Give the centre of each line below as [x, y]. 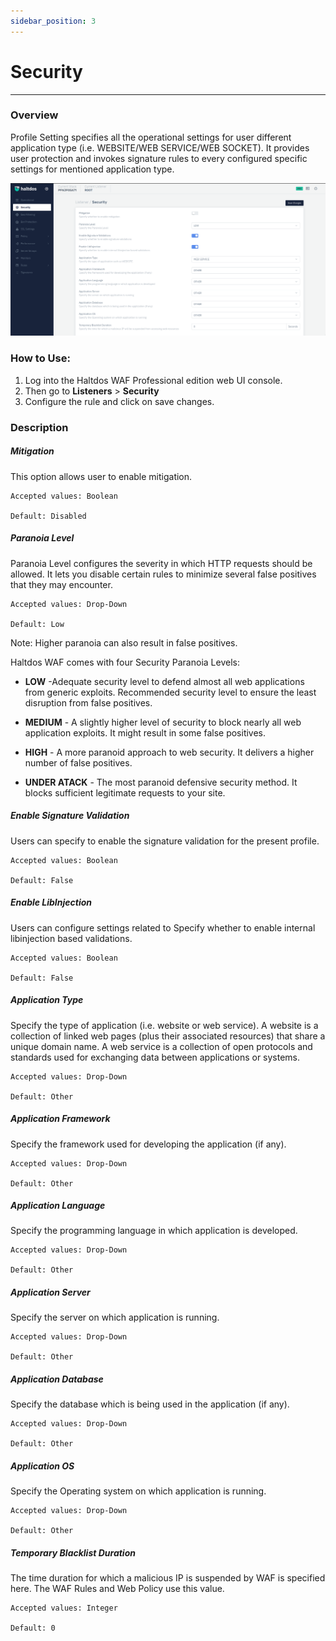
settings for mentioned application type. [92, 169]
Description [39, 427]
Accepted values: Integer [64, 1608]
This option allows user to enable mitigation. [101, 476]
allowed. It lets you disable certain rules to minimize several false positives [163, 574]
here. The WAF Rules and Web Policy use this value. [117, 1589]
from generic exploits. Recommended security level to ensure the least [170, 692]
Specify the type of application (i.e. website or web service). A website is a [164, 1025]
